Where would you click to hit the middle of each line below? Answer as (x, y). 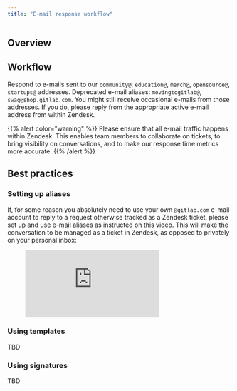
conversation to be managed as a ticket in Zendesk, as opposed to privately (118, 232)
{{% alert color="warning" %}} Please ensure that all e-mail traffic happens (118, 128)
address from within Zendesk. (51, 114)
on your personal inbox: (42, 240)
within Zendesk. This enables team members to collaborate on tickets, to (114, 136)
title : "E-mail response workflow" (60, 14)
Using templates (36, 331)
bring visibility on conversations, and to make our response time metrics (113, 143)
